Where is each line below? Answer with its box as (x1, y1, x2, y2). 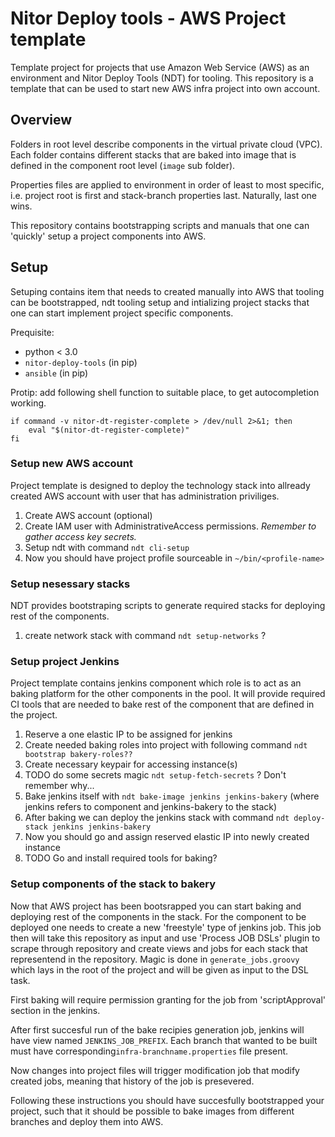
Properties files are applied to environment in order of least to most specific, (10, 178, 325, 191)
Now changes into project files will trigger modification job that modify (10, 1064, 300, 1076)
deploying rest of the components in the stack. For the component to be (10, 910, 307, 922)
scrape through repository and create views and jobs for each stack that (10, 942, 308, 954)
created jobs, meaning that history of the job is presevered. (10, 1075, 255, 1087)
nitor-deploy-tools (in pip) (24, 356, 138, 368)
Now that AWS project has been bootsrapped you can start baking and (10, 900, 302, 912)
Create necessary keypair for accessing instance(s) (24, 758, 238, 771)
